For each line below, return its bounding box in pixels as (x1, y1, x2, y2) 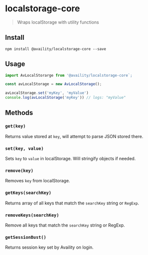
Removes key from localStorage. (5, 178, 70, 184)
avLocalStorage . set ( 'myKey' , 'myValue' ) (5, 90, 89, 96)
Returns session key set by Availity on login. (5, 244, 94, 251)
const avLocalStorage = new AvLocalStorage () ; (5, 82, 102, 86)
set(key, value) (5, 145, 44, 151)
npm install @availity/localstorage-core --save (5, 46, 106, 52)
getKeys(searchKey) (5, 190, 51, 196)
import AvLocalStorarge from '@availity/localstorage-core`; (5, 73, 133, 78)
